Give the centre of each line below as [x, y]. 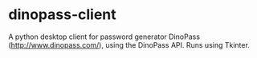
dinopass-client [62, 15]
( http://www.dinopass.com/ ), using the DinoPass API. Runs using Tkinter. [129, 44]
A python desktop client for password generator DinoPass [104, 37]
